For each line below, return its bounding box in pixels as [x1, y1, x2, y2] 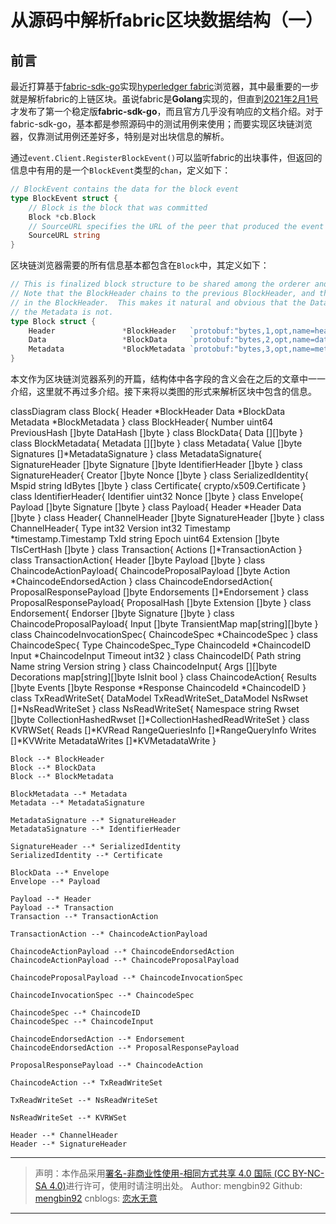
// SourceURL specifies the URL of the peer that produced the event [28, 221, 325, 231]
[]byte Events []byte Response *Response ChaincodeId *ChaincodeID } [10, 682, 307, 693]
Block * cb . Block [28, 212, 97, 222]
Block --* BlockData [10, 763, 97, 773]
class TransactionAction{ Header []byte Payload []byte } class [10, 554, 266, 566]
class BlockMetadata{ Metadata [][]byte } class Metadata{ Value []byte [10, 437, 303, 449]
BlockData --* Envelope [10, 868, 110, 878]
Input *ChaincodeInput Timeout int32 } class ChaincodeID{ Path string [10, 650, 302, 661]
